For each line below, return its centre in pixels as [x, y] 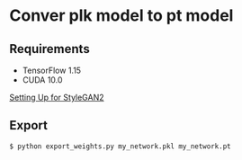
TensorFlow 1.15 [52, 70]
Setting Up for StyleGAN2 [57, 97]
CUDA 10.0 [42, 80]
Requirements [49, 49]
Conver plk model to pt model [121, 16]
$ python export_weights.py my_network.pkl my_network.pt [120, 146]
